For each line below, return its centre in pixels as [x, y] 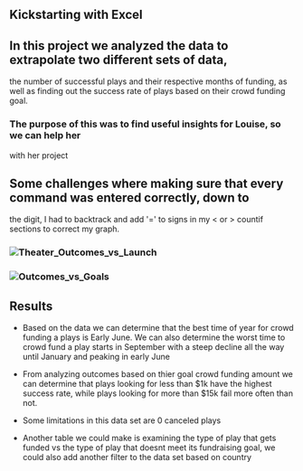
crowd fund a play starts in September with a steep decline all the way [153, 346]
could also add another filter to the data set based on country [137, 457]
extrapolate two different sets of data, [118, 59]
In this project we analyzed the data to [119, 46]
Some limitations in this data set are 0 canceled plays [122, 420]
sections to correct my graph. [65, 229]
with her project [39, 155]
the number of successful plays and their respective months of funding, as [148, 81]
